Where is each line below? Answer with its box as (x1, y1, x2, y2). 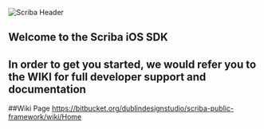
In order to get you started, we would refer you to (8, 57, 257, 71)
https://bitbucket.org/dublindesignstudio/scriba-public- (51, 104, 234, 113)
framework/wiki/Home (8, 112, 82, 122)
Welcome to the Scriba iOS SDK (8, 30, 169, 44)
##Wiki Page (8, 104, 50, 113)
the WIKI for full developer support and (8, 70, 207, 84)
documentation (8, 82, 86, 96)
